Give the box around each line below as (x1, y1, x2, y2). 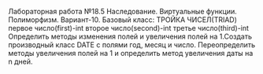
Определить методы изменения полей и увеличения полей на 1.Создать (8, 31, 253, 41)
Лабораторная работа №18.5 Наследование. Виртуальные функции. (8, 7, 238, 16)
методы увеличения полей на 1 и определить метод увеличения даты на (8, 49, 254, 57)
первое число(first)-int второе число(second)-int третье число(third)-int (8, 24, 250, 32)
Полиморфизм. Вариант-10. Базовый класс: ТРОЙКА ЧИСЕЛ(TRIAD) (8, 15, 238, 24)
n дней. (8, 57, 33, 66)
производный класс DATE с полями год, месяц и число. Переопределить (8, 40, 256, 50)
